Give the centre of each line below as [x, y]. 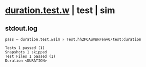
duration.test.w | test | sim [60, 10]
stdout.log [21, 28]
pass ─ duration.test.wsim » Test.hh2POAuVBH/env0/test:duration [73, 39]
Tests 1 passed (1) [25, 48]
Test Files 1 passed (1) [30, 56]
